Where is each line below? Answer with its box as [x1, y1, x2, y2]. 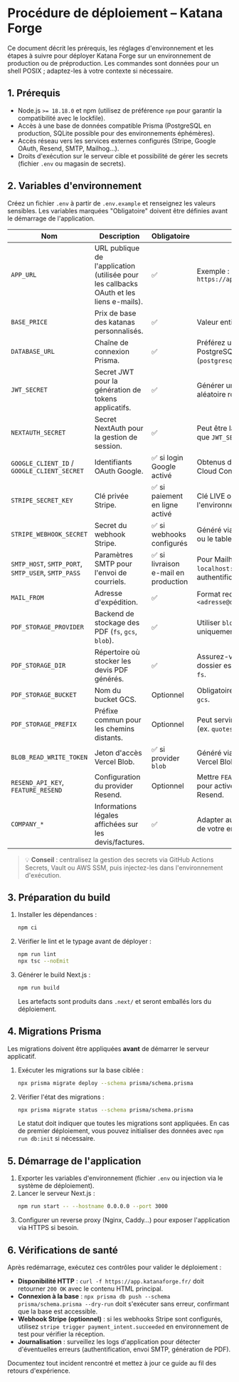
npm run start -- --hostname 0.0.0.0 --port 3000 [17, 1203, 169, 1210]
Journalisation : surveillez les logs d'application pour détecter [17, 1337, 201, 1346]
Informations [94, 801, 137, 811]
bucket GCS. [94, 694, 137, 704]
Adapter [196, 815, 224, 825]
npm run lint [17, 951, 57, 958]
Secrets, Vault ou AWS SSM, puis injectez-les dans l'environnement [24, 863, 223, 872]
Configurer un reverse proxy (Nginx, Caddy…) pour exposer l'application [17, 1216, 230, 1224]
